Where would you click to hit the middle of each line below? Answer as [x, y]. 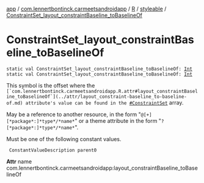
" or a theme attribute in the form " [118, 120]
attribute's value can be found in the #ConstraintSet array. [104, 102]
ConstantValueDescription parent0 [53, 150]
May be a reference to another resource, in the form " [74, 114]
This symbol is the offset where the [51, 85]
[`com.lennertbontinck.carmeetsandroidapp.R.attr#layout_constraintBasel [102, 91]
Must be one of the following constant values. [64, 139]
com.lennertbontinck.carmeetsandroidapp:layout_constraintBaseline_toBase [102, 168]
